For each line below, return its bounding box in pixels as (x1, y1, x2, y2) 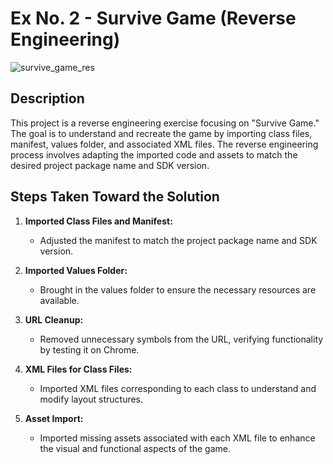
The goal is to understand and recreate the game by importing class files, (10, 127, 313, 139)
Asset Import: (24, 412, 84, 424)
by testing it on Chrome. (39, 343, 140, 356)
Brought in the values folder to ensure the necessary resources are (39, 283, 317, 296)
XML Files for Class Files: (24, 363, 133, 375)
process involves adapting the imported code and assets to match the (10, 148, 298, 161)
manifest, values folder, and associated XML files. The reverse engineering (10, 138, 319, 150)
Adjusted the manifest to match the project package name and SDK (39, 234, 318, 246)
